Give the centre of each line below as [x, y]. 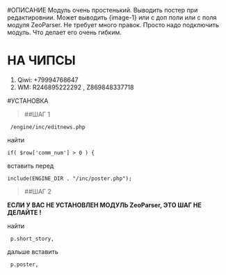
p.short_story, [32, 239]
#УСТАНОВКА [28, 101]
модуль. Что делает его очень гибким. [64, 32]
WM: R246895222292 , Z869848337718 [75, 87]
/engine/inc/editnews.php [48, 127]
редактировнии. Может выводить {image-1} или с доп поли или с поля [112, 17]
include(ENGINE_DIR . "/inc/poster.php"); [70, 178]
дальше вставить [33, 251]
